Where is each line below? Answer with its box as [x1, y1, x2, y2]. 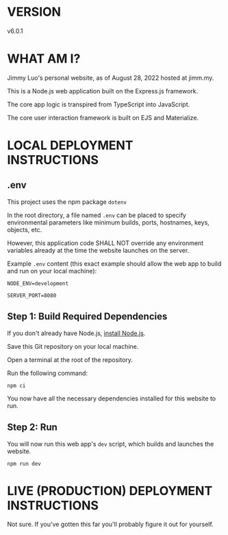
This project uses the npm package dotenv [7, 197, 127, 206]
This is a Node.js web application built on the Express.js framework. [7, 87, 199, 95]
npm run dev [7, 460, 41, 467]
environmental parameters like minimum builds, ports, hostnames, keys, [7, 218, 210, 227]
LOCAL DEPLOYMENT [7, 138, 134, 153]
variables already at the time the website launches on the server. [7, 246, 190, 254]
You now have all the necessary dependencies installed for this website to [7, 394, 216, 402]
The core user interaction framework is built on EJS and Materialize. [7, 113, 199, 122]
